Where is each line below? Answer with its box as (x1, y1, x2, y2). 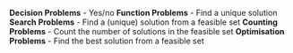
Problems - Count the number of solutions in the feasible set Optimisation (9, 26, 285, 36)
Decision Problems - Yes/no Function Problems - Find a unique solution (9, 8, 278, 18)
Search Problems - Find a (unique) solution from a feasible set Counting (9, 17, 278, 27)
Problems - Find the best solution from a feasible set (9, 35, 204, 46)
